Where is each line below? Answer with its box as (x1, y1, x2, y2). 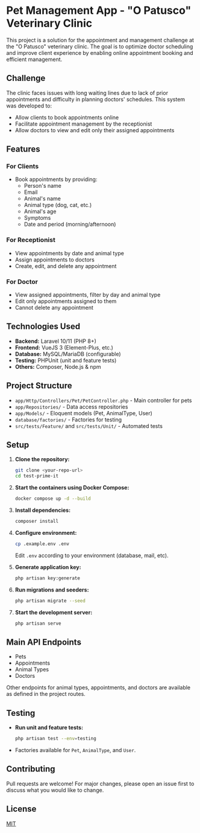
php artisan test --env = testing (14, 736, 96, 742)
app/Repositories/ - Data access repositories (14, 403, 128, 410)
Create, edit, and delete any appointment (14, 262, 117, 269)
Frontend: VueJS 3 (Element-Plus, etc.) (14, 343, 113, 351)
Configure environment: (14, 529, 77, 536)
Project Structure (6, 381, 72, 391)
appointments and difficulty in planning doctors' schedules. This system (6, 95, 186, 103)
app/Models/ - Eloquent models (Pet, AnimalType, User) (14, 409, 152, 416)
